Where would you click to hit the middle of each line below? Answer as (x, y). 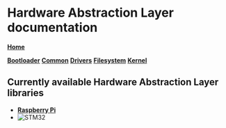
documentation (53, 27)
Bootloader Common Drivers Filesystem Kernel (77, 60)
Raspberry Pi (37, 110)
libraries (25, 93)
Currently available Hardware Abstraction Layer (113, 82)
